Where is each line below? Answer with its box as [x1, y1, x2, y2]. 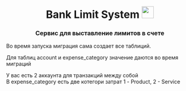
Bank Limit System [45, 8, 140, 21]
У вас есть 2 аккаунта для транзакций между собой [6, 72, 138, 79]
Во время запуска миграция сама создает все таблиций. [6, 42, 152, 50]
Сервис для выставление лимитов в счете [35, 29, 165, 37]
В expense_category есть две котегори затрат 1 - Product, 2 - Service [6, 78, 181, 86]
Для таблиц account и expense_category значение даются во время [6, 54, 178, 61]
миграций [6, 60, 31, 68]
